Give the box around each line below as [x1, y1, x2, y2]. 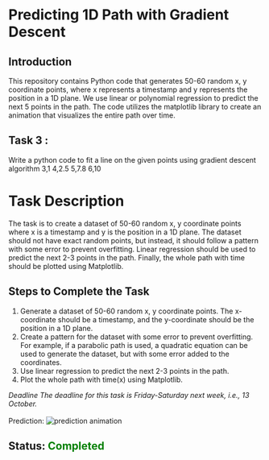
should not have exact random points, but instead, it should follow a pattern [8, 235, 259, 245]
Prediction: [8, 416, 44, 425]
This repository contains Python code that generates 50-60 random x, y [8, 77, 247, 85]
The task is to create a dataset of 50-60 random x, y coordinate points [8, 218, 242, 228]
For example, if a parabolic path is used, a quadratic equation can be [19, 340, 248, 350]
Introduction [8, 55, 72, 68]
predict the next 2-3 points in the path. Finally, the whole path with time [8, 252, 246, 263]
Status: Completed [8, 439, 105, 453]
